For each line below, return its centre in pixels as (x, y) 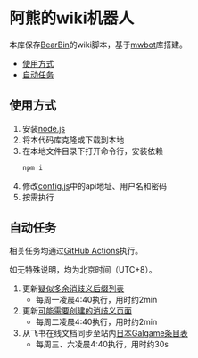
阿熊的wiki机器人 (72, 18)
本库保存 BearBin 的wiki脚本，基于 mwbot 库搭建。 (98, 45)
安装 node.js (44, 128)
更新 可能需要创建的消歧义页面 (77, 311)
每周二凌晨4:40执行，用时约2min (96, 322)
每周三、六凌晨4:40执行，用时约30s (102, 345)
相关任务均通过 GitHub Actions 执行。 (76, 251)
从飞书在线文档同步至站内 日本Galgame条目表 (105, 333)
